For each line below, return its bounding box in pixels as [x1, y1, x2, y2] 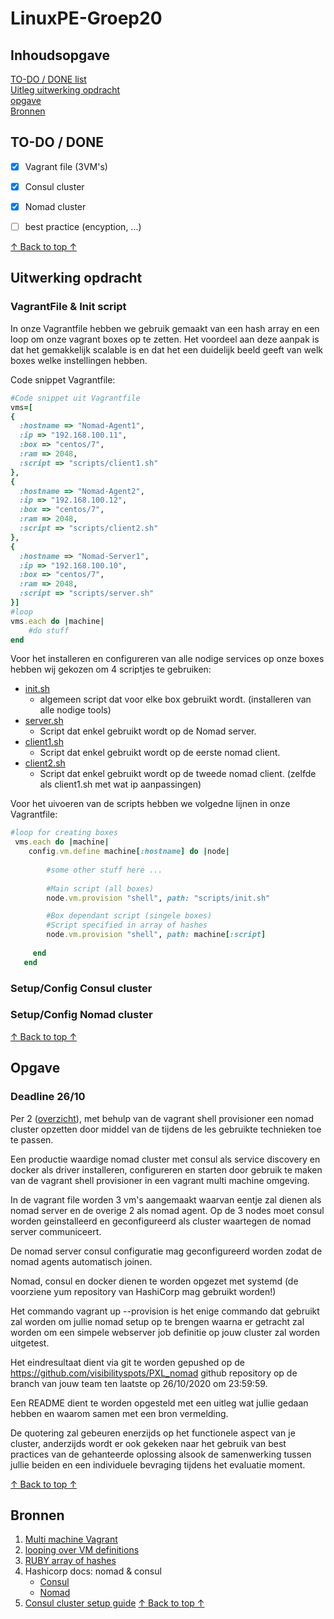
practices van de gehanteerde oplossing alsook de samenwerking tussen [10, 1448, 312, 1460]
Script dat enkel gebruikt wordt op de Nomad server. [39, 725, 257, 737]
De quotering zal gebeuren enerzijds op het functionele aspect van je [10, 1427, 296, 1439]
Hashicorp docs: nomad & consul [24, 1565, 162, 1577]
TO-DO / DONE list [10, 73, 87, 85]
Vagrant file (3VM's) [24, 160, 108, 172]
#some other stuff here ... [46, 865, 163, 875]
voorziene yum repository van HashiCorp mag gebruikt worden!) [10, 1285, 277, 1297]
